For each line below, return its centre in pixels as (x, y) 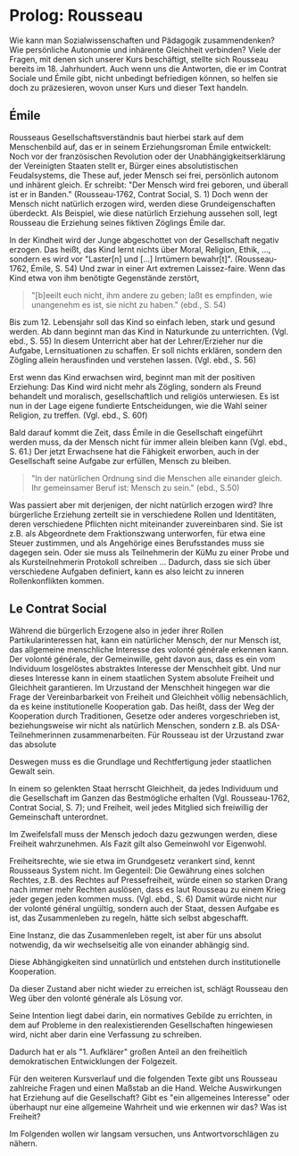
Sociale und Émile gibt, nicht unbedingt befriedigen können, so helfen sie (144, 78)
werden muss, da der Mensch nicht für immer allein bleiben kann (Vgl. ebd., (149, 442)
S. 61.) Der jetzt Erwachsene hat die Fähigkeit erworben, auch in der (134, 451)
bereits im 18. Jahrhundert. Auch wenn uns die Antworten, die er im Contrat (148, 69)
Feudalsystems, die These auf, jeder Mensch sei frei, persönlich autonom (144, 175)
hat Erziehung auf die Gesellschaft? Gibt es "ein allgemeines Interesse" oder (149, 1097)
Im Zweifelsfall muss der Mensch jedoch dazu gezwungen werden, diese (144, 834)
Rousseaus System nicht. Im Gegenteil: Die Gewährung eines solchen (137, 870)
